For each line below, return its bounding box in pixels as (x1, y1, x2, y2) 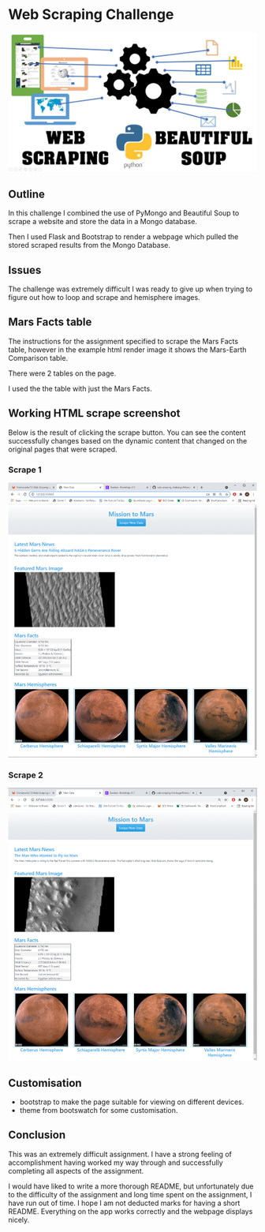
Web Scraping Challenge (8, 6, 174, 24)
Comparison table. (8, 353, 69, 362)
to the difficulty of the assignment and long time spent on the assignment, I (8, 1189, 252, 1199)
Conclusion (8, 1129, 66, 1142)
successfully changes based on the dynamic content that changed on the (8, 436, 248, 445)
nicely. (8, 1215, 30, 1224)
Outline (8, 187, 45, 200)
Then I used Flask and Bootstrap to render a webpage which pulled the (8, 232, 239, 242)
